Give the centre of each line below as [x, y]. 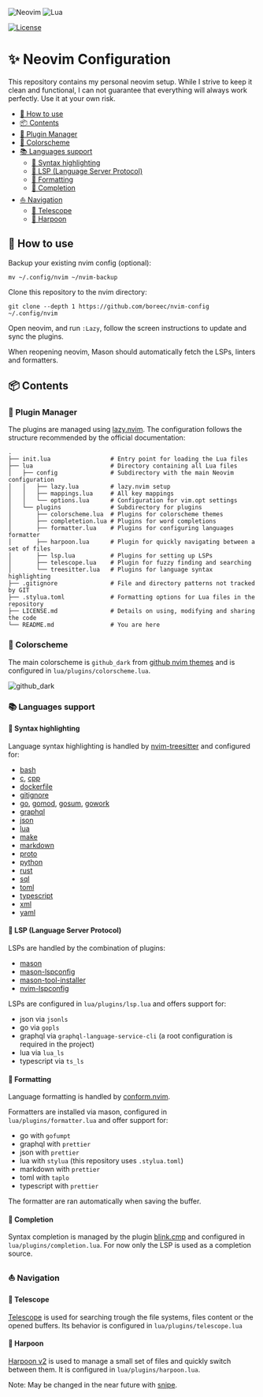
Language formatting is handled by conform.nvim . [89, 1097]
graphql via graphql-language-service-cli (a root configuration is [126, 1036]
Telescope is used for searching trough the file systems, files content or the [131, 1317]
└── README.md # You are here [84, 625]
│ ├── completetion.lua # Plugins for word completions [112, 521]
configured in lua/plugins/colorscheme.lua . [80, 670]
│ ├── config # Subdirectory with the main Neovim [121, 473]
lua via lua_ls [42, 1053]
